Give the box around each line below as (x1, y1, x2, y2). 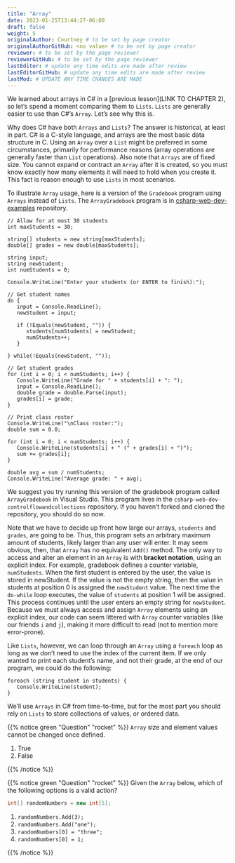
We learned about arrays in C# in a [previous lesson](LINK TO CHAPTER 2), (7, 95, 226, 103)
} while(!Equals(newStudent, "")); (7, 352, 112, 360)
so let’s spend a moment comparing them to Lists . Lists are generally (7, 102, 210, 111)
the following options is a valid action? (7, 787, 118, 795)
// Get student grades (7, 365, 74, 372)
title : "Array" (7, 10, 52, 18)
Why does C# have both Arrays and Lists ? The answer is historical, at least (7, 123, 226, 132)
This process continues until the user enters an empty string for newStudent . (7, 598, 227, 607)
